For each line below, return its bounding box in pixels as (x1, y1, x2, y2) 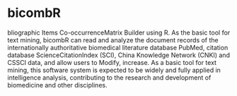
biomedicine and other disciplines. (7, 80, 108, 89)
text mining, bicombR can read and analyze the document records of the (7, 35, 219, 44)
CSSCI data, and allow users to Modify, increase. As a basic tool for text (7, 58, 217, 66)
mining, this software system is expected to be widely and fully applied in (7, 66, 221, 74)
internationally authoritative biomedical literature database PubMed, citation (7, 43, 229, 52)
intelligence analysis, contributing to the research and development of (7, 73, 212, 82)
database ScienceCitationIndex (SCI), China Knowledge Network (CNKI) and (7, 51, 230, 59)
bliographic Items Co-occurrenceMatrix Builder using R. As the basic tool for (7, 28, 231, 37)
